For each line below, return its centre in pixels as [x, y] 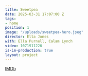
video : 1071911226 [24, 46]
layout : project [21, 55]
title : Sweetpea [21, 9]
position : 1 [17, 28]
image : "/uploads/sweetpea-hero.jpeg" [44, 32]
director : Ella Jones [27, 37]
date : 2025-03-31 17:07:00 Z [35, 14]
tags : [10, 19]
